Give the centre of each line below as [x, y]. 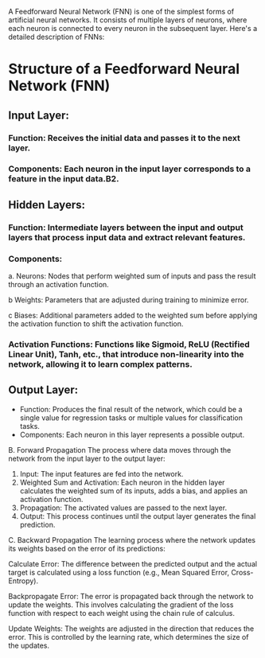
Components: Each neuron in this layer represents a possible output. [132, 434]
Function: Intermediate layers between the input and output [126, 228]
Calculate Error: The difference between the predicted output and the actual [132, 563]
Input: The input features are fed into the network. [101, 473]
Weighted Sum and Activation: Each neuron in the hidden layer [122, 482]
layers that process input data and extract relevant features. [127, 237]
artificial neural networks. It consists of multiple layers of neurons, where [128, 20]
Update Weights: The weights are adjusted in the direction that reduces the [131, 629]
